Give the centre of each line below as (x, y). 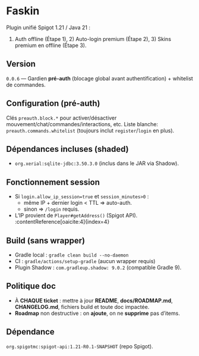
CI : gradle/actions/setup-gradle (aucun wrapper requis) (85, 261)
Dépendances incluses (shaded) (67, 149)
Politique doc (31, 286)
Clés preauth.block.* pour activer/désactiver (61, 118)
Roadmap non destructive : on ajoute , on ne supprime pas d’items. (97, 313)
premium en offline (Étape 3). (50, 45)
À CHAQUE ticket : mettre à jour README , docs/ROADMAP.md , (94, 300)
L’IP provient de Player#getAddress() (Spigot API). (76, 216)
